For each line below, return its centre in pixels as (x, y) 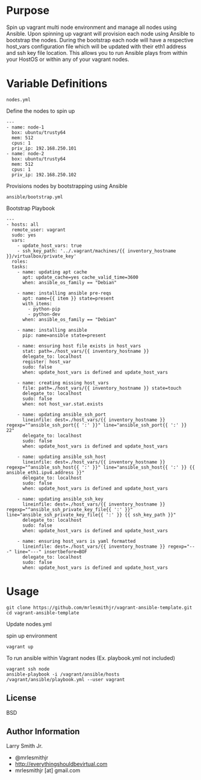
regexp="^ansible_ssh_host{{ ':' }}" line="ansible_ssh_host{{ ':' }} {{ (101, 467)
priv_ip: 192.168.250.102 (44, 175)
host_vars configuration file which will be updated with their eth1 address (96, 46)
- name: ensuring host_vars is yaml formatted (76, 541)
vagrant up (20, 647)
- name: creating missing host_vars (63, 383)
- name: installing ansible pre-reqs (64, 293)
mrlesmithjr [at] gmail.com (48, 770)
